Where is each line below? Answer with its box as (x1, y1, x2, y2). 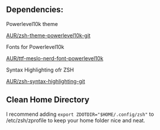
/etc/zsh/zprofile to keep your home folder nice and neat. (6, 116, 146, 123)
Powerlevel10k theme (6, 20, 58, 27)
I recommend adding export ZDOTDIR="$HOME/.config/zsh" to (6, 110, 155, 118)
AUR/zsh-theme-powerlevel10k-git (6, 32, 91, 39)
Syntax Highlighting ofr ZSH (6, 66, 74, 73)
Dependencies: (6, 5, 64, 15)
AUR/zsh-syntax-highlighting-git (6, 77, 86, 84)
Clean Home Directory (6, 95, 90, 105)
